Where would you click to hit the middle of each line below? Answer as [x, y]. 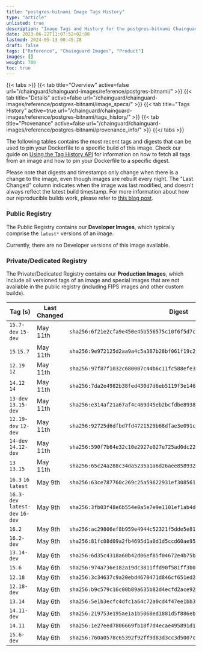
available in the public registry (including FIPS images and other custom [95, 286]
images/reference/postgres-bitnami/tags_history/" [69, 117]
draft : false [23, 46]
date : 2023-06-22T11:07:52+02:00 [48, 34]
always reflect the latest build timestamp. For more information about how [98, 192]
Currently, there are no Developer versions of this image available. [88, 245]
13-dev [19, 398]
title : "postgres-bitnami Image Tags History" [66, 12]
